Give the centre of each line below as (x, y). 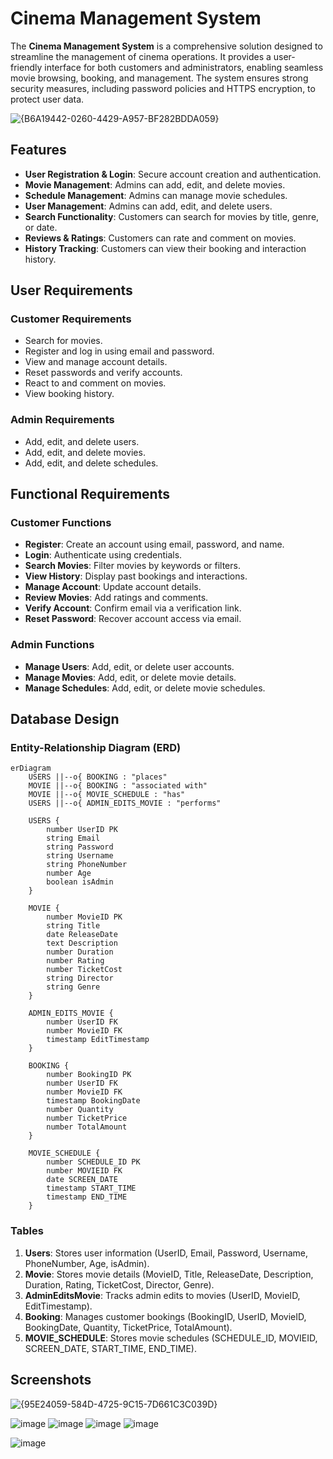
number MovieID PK (84, 917)
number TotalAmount (87, 1127)
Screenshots (51, 1380)
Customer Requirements (71, 319)
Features (38, 150)
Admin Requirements (62, 420)
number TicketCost (84, 970)
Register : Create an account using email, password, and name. (154, 544)
